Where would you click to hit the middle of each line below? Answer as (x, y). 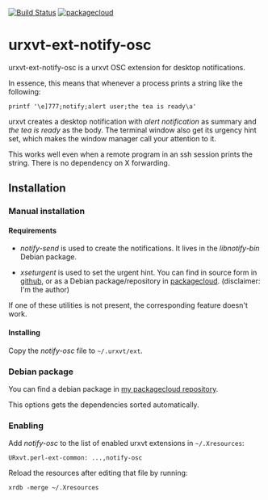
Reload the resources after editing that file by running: (98, 473)
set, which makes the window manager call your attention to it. (112, 138)
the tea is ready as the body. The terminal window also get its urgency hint (132, 130)
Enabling (26, 426)
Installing (24, 333)
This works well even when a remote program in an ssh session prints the (130, 154)
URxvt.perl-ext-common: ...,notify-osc (75, 458)
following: (25, 91)
